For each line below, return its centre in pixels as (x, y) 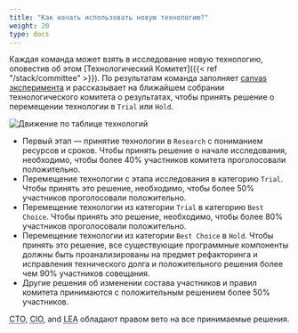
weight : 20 (29, 26)
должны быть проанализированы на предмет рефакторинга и (140, 255)
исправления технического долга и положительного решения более (152, 264)
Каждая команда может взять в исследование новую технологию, (137, 60)
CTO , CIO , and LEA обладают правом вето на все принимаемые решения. (149, 319)
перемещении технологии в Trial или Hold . (91, 107)
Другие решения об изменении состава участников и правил (139, 283)
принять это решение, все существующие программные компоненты (155, 245)
